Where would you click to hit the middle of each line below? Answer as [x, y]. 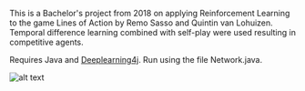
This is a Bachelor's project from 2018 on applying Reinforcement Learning [150, 13]
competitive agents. [46, 42]
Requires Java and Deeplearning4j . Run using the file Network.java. [136, 60]
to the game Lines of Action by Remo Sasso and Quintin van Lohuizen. [141, 23]
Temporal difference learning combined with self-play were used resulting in [152, 32]
